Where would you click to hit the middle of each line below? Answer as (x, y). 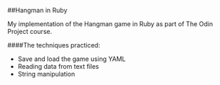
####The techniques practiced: (54, 45)
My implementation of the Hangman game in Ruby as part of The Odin (110, 24)
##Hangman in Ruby (37, 10)
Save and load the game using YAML (72, 59)
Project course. (30, 32)
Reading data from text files (58, 66)
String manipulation (46, 74)
